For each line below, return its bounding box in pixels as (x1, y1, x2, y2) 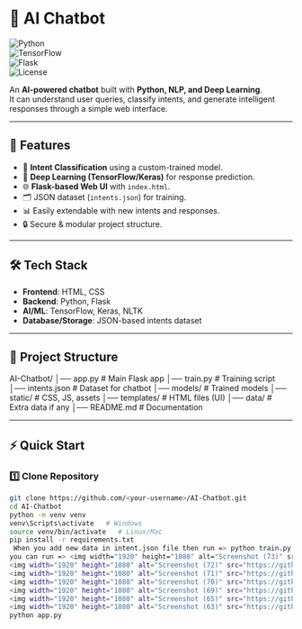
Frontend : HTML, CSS (22, 286, 105, 296)
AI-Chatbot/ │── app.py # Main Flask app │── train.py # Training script (9, 373, 276, 384)
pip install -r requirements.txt (9, 535, 135, 544)
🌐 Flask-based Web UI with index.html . (22, 180, 171, 192)
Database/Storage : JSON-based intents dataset (22, 314, 202, 325)
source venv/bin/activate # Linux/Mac (9, 527, 164, 536)
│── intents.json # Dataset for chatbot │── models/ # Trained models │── (9, 383, 288, 394)
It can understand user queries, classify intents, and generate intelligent (9, 94, 276, 105)
